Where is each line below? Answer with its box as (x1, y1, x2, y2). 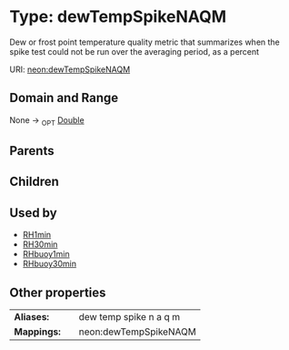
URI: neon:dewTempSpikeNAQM (9, 64, 131, 75)
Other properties (9, 284, 106, 300)
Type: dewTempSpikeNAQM (9, 6, 227, 27)
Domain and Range (9, 90, 119, 106)
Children (9, 174, 59, 190)
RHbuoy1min (22, 249, 70, 260)
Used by (9, 205, 57, 221)
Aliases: (14, 310, 50, 323)
